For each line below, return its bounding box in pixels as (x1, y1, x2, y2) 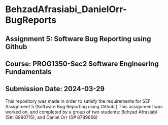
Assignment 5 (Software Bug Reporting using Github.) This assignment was (5, 103, 163, 109)
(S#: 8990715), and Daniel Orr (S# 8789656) (5, 114, 98, 120)
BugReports (5, 14, 57, 26)
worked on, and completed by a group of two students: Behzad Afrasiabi (5, 109, 157, 115)
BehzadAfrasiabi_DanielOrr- (5, 4, 127, 15)
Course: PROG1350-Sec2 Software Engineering (5, 59, 159, 68)
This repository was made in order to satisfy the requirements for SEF (5, 98, 151, 104)
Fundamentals (5, 67, 52, 76)
